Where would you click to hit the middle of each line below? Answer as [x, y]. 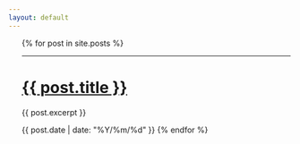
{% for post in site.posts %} [73, 43]
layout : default [39, 17]
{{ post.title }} [74, 87]
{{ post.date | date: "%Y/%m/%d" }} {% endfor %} [115, 130]
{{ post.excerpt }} [54, 112]
